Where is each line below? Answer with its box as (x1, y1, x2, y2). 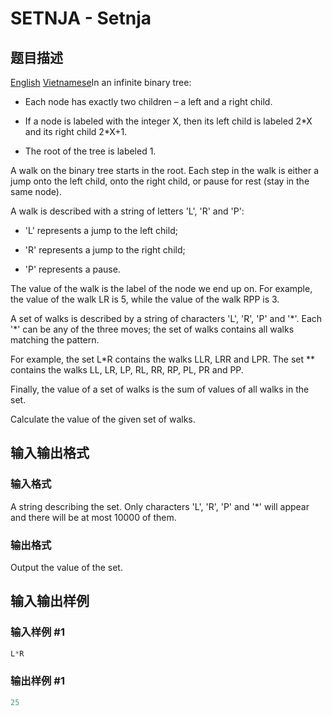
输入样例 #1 (10, 625, 65, 639)
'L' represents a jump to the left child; (24, 225, 178, 236)
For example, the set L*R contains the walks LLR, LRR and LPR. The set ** (10, 353, 315, 365)
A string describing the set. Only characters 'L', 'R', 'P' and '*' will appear (10, 500, 310, 512)
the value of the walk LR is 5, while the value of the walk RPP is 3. (10, 293, 280, 305)
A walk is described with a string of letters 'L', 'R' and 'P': (10, 205, 245, 217)
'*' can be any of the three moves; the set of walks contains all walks (10, 323, 295, 335)
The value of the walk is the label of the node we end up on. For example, (10, 283, 313, 294)
